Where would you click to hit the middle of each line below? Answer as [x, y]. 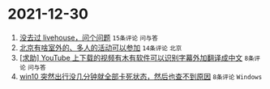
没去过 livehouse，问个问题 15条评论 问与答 [89, 37]
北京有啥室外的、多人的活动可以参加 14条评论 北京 [101, 47]
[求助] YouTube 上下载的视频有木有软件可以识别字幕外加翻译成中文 [131, 57]
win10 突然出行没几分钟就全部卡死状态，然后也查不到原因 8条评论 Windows [141, 76]
